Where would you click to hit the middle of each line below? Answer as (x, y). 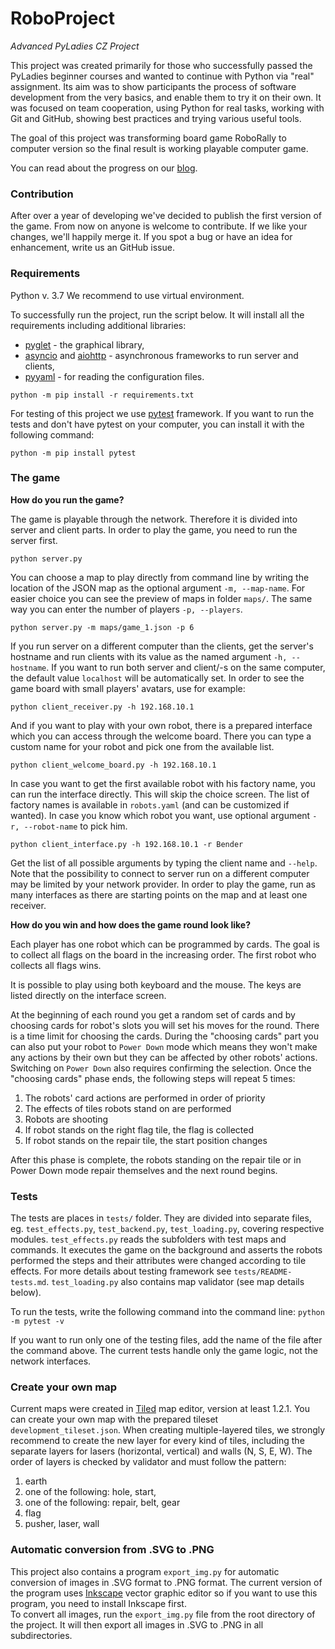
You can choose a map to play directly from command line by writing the (160, 577)
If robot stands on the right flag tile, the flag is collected (139, 1129)
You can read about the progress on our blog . (104, 168)
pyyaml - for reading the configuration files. (114, 376)
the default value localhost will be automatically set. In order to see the (157, 678)
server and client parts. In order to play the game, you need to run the (154, 529)
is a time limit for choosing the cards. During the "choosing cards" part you (164, 1036)
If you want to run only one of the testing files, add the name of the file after (166, 1340)
